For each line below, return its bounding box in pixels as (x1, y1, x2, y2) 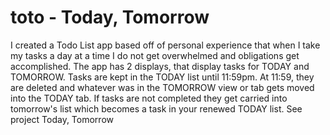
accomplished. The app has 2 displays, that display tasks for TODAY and (10, 60, 310, 72)
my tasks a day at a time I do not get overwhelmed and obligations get (10, 49, 300, 61)
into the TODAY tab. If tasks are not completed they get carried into (10, 92, 288, 104)
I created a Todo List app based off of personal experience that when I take (10, 39, 321, 51)
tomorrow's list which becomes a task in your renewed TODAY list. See (10, 102, 303, 115)
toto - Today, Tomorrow (10, 6, 210, 29)
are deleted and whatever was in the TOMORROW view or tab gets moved (10, 81, 315, 93)
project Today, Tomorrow (10, 113, 114, 125)
